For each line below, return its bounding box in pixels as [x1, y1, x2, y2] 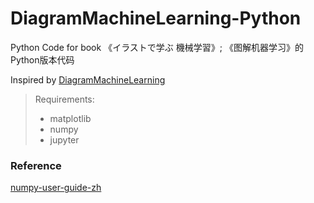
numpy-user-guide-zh [10, 182, 102, 194]
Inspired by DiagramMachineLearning [10, 73, 166, 86]
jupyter [49, 133, 80, 146]
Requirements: [34, 93, 95, 105]
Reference [10, 158, 62, 172]
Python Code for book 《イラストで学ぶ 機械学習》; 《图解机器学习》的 [10, 41, 304, 53]
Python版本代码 [10, 53, 75, 66]
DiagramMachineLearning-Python [10, 7, 302, 30]
